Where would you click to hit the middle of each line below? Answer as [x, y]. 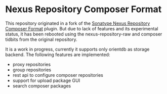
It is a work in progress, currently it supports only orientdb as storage [77, 49]
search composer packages [42, 86]
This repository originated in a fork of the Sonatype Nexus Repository [78, 23]
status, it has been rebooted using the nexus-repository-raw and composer [84, 34]
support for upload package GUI [46, 80]
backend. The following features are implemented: [58, 55]
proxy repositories [32, 64]
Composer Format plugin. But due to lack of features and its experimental [82, 28]
